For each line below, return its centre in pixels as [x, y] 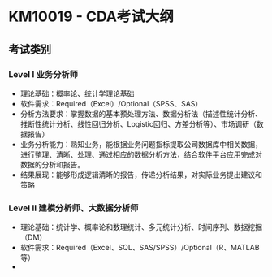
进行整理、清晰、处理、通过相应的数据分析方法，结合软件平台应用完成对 [141, 154]
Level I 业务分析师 [43, 74]
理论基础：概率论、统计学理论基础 [77, 93]
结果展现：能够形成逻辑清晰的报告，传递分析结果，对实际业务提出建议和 [141, 175]
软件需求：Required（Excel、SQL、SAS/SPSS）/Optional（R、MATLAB [140, 248]
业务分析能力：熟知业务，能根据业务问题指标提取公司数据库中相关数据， [141, 144]
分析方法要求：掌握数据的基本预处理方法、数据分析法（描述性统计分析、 [141, 114]
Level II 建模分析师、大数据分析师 [73, 208]
